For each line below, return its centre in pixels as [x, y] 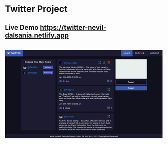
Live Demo [22, 28]
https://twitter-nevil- [73, 28]
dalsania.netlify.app [37, 35]
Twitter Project [37, 9]
